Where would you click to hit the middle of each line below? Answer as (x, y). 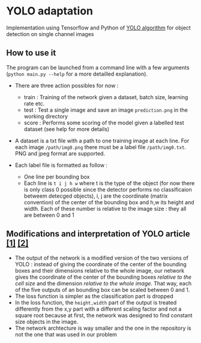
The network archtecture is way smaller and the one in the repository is (103, 328)
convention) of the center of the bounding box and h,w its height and (109, 202)
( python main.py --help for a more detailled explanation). (77, 74)
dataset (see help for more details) (67, 129)
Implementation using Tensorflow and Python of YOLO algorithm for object (98, 28)
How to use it (31, 53)
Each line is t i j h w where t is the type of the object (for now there (109, 183)
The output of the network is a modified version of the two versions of (102, 258)
